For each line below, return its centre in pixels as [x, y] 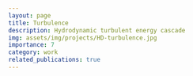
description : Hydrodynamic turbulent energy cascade [97, 30]
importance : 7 [32, 45]
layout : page [30, 15]
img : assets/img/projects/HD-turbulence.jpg [83, 38]
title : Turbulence [38, 23]
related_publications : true [55, 60]
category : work [33, 52]
